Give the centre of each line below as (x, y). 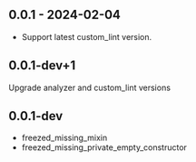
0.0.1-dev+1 (42, 66)
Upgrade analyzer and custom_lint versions (90, 87)
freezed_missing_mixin (64, 138)
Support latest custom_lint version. (87, 36)
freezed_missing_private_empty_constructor (104, 147)
